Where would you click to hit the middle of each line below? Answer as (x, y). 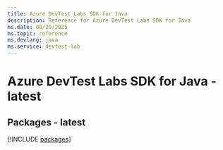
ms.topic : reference (38, 33)
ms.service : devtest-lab (44, 46)
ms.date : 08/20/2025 (38, 27)
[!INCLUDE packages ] (39, 139)
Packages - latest (47, 122)
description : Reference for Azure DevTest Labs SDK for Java (99, 20)
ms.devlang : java (33, 40)
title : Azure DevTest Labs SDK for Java (68, 14)
